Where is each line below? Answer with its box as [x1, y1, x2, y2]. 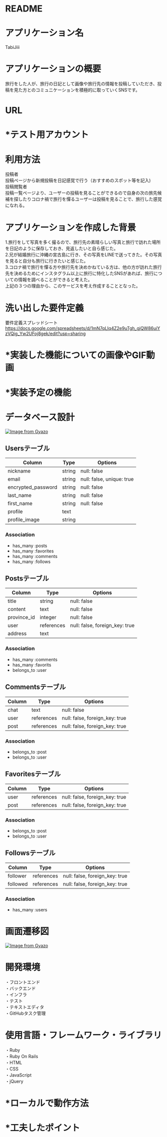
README [5, 3, 43, 14]
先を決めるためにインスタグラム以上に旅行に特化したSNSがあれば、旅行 [5, 271, 154, 277]
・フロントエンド [5, 979, 40, 985]
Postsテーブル [5, 574, 49, 583]
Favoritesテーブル [5, 770, 61, 779]
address [7, 630, 27, 637]
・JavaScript [5, 1072, 32, 1078]
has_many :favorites [12, 548, 54, 554]
